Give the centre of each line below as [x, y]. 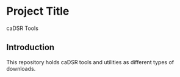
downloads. [21, 68]
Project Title [38, 11]
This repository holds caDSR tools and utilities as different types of [90, 62]
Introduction [31, 47]
